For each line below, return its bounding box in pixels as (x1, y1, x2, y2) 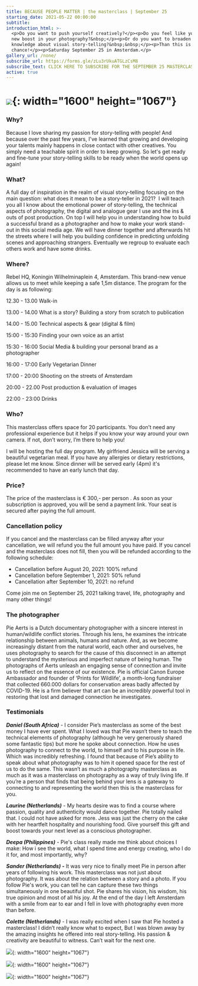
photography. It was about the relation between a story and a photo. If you (6, 875, 187, 882)
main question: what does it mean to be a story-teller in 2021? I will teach (6, 195, 184, 202)
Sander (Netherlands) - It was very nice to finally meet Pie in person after (6, 862, 186, 870)
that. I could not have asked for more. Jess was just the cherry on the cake (6, 814, 188, 822)
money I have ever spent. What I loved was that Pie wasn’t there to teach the (6, 728, 192, 735)
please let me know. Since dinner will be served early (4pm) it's (6, 460, 160, 467)
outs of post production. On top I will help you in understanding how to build (6, 214, 191, 221)
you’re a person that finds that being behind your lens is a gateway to (6, 778, 174, 785)
